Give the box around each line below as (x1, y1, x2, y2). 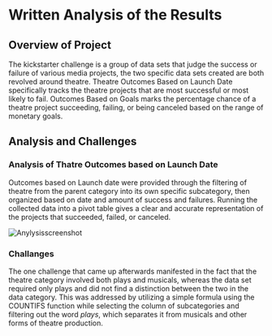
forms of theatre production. (8, 318, 104, 328)
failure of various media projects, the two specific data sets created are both (8, 68, 265, 78)
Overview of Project (8, 38, 112, 52)
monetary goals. (8, 111, 63, 121)
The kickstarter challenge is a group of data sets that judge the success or (8, 59, 257, 69)
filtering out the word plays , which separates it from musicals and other (8, 309, 248, 319)
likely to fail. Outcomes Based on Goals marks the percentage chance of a (8, 94, 257, 103)
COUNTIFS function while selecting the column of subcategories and (8, 300, 240, 310)
